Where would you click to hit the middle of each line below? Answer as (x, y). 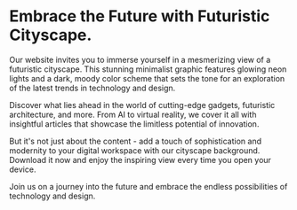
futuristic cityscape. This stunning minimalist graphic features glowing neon (148, 69)
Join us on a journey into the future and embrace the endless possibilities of (148, 186)
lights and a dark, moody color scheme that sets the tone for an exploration (147, 78)
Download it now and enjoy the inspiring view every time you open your (140, 159)
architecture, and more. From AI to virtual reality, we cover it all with (133, 114)
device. (23, 169)
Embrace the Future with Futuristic (140, 16)
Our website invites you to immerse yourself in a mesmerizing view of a (140, 59)
